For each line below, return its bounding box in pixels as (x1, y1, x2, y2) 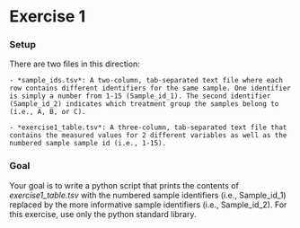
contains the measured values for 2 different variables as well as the (9, 131, 287, 140)
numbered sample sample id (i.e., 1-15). (9, 139, 167, 148)
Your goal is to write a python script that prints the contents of (9, 180, 240, 190)
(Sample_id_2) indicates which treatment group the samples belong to (9, 100, 279, 109)
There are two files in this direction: (9, 58, 141, 69)
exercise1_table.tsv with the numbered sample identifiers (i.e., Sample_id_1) (9, 189, 287, 200)
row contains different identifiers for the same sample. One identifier (9, 83, 292, 93)
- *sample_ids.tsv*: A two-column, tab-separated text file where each (9, 76, 283, 85)
